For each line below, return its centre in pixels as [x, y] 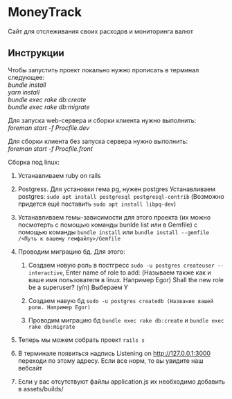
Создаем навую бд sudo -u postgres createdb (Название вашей [121, 300]
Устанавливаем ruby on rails [59, 175]
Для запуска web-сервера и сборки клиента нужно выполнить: [102, 120]
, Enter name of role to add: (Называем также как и [137, 272]
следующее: [26, 77]
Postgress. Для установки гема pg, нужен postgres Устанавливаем [117, 189]
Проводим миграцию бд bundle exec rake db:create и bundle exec [126, 320]
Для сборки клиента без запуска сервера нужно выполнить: [98, 141]
